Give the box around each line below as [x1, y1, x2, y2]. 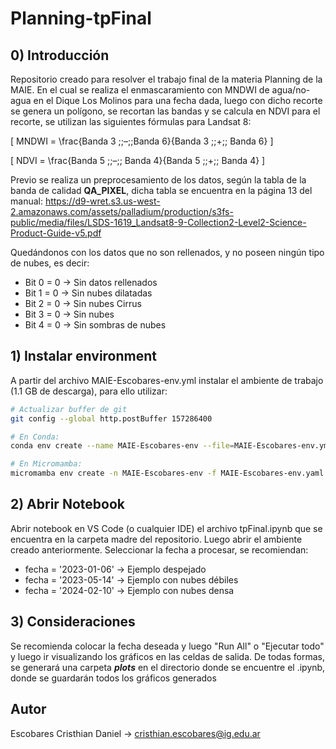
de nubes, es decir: [10, 257, 90, 269]
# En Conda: [10, 432, 60, 442]
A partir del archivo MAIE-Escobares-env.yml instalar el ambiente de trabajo [10, 374, 324, 386]
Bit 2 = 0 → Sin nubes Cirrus [24, 298, 142, 309]
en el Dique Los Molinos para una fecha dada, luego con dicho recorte [33, 95, 323, 106]
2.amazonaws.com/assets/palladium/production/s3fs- [10, 206, 234, 217]
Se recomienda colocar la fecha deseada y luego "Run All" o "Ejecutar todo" [10, 640, 325, 652]
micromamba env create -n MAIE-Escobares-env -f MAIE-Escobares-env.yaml [10, 468, 325, 479]
